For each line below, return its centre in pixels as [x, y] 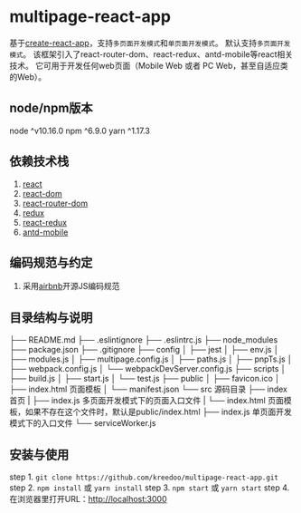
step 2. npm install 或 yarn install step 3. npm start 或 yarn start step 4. [150, 488]
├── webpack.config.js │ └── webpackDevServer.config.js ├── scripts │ [148, 369]
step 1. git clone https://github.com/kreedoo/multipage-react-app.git [144, 477]
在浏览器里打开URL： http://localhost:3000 [88, 499]
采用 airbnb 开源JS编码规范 [71, 286]
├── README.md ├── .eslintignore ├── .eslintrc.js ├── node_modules [144, 340]
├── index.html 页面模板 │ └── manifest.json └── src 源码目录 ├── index [148, 389]
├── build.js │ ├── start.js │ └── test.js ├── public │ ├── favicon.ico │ [145, 379]
